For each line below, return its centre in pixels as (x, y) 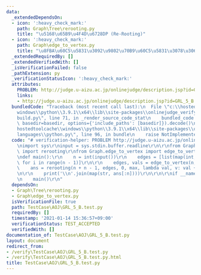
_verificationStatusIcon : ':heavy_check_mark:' (72, 79)
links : (25, 95)
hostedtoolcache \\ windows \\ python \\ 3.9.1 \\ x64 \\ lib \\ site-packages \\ (106, 129)
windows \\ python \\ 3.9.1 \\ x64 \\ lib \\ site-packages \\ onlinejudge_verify (107, 112)
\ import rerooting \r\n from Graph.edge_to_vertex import (89, 151)
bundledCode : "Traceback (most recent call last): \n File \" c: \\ (96, 107)
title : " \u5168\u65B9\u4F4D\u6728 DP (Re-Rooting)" (81, 34)
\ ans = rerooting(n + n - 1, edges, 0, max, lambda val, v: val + (107, 168)
